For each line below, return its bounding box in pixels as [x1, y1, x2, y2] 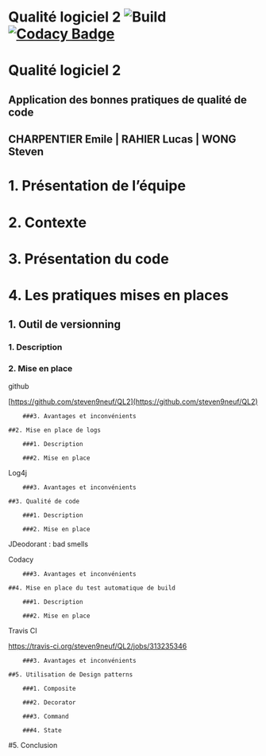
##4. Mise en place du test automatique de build [8, 584, 176, 592]
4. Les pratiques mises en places [8, 286, 229, 304]
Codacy [8, 554, 34, 564]
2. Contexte [8, 213, 87, 231]
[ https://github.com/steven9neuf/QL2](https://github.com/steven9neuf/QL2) [8, 397, 258, 406]
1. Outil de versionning [8, 318, 121, 331]
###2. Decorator [22, 698, 77, 707]
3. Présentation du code [8, 249, 169, 268]
